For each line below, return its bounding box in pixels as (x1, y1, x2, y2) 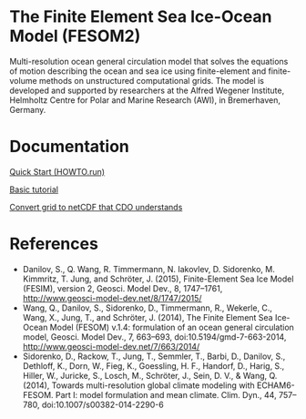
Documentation (9, 137, 130, 157)
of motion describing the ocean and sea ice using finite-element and (9, 66, 267, 77)
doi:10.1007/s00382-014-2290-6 (41, 399, 164, 410)
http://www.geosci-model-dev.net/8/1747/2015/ (22, 292, 202, 303)
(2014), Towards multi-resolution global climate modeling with (22, 380, 255, 391)
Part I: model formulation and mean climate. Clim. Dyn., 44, (55, 389, 277, 400)
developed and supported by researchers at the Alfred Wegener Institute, (9, 85, 285, 96)
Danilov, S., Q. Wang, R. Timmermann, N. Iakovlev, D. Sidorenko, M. (22, 263, 275, 274)
